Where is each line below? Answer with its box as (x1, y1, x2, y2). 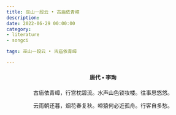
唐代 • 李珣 (90, 73, 117, 81)
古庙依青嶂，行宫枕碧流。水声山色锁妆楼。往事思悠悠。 (33, 89, 173, 96)
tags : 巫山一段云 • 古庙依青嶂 (6, 48, 77, 55)
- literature (6, 32, 40, 38)
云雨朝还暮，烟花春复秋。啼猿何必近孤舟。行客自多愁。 (33, 102, 173, 109)
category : (6, 26, 32, 32)
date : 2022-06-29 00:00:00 (6, 20, 75, 26)
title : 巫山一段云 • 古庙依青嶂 (6, 9, 80, 15)
